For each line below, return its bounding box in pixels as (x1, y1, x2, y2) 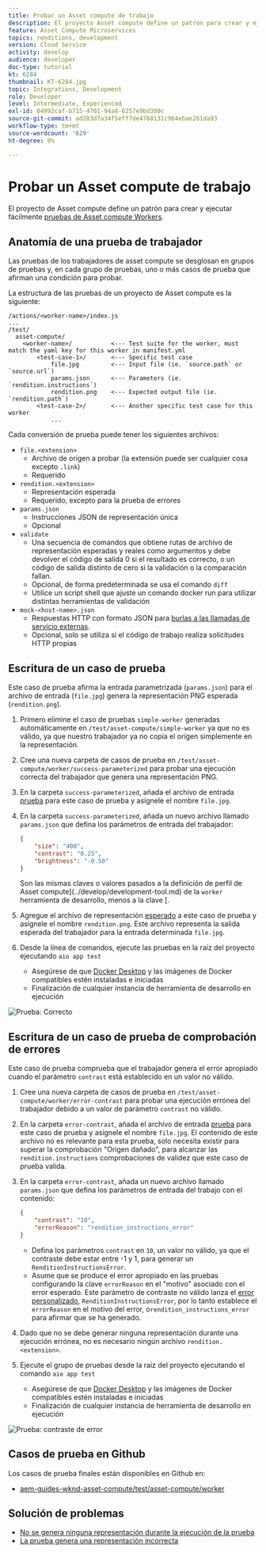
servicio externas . (31, 622, 91, 632)
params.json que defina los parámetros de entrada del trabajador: (19, 820, 234, 830)
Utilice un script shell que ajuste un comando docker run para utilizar (31, 588, 256, 598)
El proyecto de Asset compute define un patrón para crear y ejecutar (8, 203, 233, 214)
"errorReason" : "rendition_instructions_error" (34, 1224, 194, 1232)
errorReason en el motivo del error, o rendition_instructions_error (31, 1304, 250, 1314)
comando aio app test (19, 1369, 96, 1378)
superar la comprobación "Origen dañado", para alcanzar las (19, 1145, 218, 1154)
